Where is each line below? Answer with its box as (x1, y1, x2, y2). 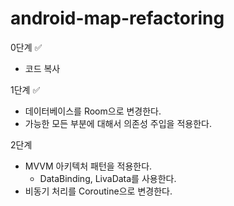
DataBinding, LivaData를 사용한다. (39, 172, 177, 184)
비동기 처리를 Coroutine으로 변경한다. (24, 185, 173, 197)
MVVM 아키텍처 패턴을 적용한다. (24, 160, 153, 172)
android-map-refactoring (10, 7, 225, 30)
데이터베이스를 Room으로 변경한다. (24, 105, 162, 117)
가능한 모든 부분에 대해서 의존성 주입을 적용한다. (24, 117, 212, 129)
